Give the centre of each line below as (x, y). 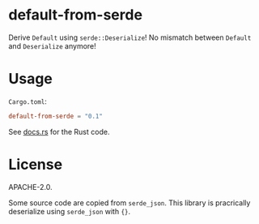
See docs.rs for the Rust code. (59, 131)
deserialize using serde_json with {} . (70, 211)
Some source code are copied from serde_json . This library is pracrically (129, 202)
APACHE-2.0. (30, 187)
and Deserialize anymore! (53, 45)
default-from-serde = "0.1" (56, 116)
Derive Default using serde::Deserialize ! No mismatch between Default (130, 37)
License (36, 164)
